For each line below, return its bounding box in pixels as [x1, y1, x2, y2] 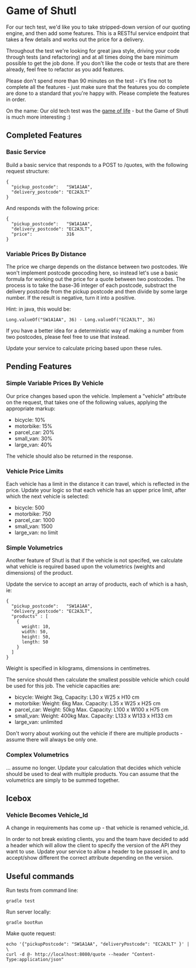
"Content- [131, 952, 156, 957]
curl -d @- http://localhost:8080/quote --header [6, 952, 130, 957]
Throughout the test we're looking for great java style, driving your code [6, 47, 180, 54]
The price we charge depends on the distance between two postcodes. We [6, 263, 188, 270]
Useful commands [6, 871, 74, 881]
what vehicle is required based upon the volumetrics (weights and [6, 563, 165, 570]
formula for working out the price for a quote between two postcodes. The [6, 275, 185, 282]
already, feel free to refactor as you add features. [6, 66, 125, 73]
